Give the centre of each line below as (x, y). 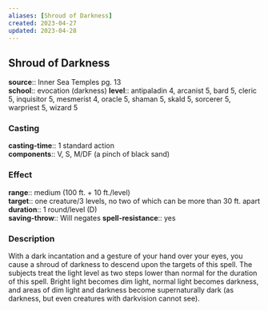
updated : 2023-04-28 (43, 30)
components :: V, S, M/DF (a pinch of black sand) (89, 154)
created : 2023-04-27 (43, 23)
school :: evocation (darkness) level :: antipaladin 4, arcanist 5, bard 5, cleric (133, 91)
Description (32, 238)
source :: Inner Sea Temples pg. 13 (65, 82)
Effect (20, 175)
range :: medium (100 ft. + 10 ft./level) (69, 192)
